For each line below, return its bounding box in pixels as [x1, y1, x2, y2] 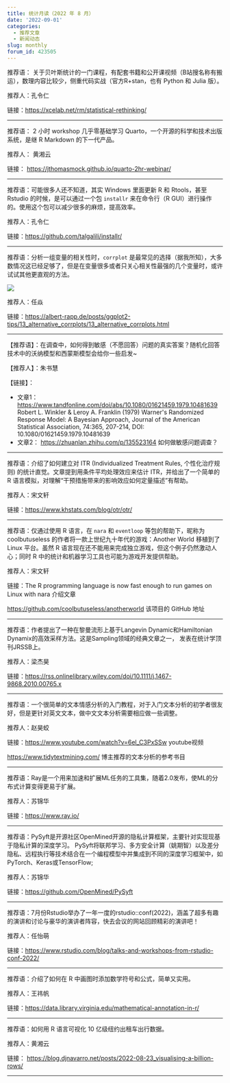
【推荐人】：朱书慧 [7, 363, 58, 372]
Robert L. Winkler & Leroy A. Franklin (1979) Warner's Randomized [16, 408, 204, 416]
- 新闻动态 [13, 36, 40, 43]
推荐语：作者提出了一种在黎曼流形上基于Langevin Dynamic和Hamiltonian [7, 626, 213, 634]
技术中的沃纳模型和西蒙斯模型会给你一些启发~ [7, 349, 138, 357]
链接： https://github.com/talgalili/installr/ [7, 231, 123, 240]
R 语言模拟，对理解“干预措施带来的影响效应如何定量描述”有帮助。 [7, 476, 192, 484]
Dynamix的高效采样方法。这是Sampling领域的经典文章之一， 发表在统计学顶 [7, 634, 222, 642]
